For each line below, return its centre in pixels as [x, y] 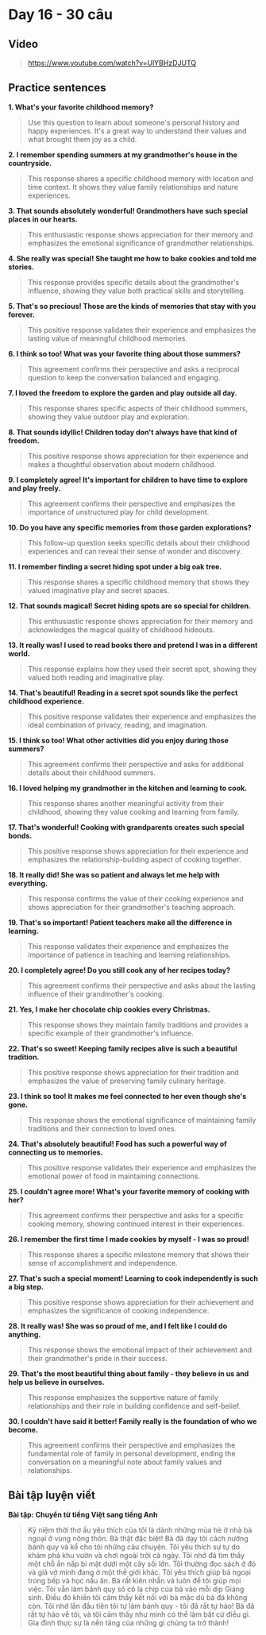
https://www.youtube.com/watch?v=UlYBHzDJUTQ [112, 63]
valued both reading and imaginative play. [96, 677]
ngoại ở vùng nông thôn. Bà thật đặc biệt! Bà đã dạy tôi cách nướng [138, 1538]
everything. [28, 883]
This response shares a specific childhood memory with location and [141, 178]
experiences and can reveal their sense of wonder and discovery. [135, 551]
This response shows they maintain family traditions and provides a [138, 1024]
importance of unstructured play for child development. [118, 512]
